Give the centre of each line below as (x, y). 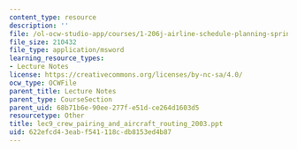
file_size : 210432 (43, 42)
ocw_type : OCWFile (43, 83)
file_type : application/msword (67, 50)
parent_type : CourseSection (61, 99)
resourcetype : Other (47, 116)
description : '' (39, 26)
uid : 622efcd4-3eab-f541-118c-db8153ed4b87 (91, 132)
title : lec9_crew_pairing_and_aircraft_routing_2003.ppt (116, 124)
